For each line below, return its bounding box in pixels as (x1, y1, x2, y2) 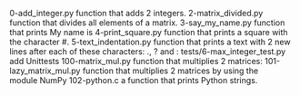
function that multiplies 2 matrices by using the (82, 65, 259, 76)
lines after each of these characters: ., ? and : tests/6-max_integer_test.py (9, 46, 286, 57)
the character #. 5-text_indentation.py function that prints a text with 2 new (9, 36, 291, 47)
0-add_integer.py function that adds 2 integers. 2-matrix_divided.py (9, 8, 264, 18)
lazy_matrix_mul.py (9, 65, 81, 76)
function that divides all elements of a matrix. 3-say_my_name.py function (9, 17, 285, 28)
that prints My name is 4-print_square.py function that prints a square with (9, 27, 288, 37)
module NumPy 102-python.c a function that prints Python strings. (9, 75, 258, 85)
